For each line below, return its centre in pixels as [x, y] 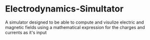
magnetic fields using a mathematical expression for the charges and [75, 27]
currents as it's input [26, 32]
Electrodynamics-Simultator [64, 9]
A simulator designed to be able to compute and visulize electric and [75, 22]
